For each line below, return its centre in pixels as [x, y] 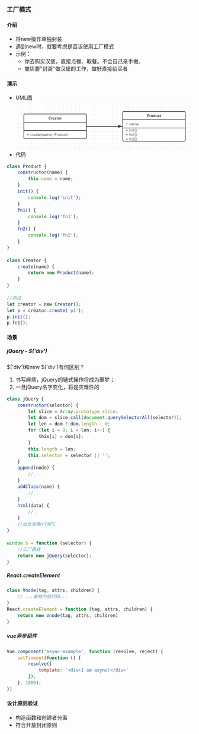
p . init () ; [19, 317]
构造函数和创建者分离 [41, 718]
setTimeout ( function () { [49, 658]
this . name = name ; [51, 179]
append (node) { [36, 468]
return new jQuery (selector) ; [55, 556]
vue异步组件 [22, 636]
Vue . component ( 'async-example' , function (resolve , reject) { [85, 651]
